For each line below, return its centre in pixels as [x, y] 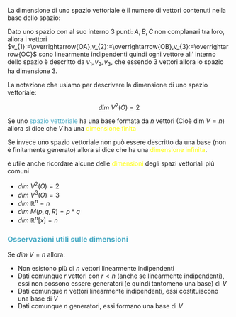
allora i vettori [27, 39]
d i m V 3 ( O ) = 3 [39, 194]
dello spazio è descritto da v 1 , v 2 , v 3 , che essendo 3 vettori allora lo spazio [116, 63]
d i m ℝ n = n [34, 203]
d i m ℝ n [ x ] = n [38, 220]
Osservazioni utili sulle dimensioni [68, 239]
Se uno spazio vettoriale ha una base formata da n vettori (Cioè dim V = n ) [116, 121]
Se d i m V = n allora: [36, 254]
